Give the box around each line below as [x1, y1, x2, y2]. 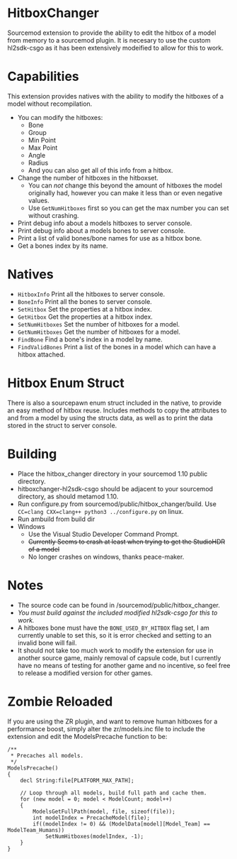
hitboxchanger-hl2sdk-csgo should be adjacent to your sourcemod [17, 484, 214, 493]
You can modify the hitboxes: [17, 113, 103, 121]
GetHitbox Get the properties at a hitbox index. [17, 312, 154, 321]
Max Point [28, 143, 58, 152]
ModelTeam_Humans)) [7, 826, 65, 833]
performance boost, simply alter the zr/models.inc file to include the [7, 724, 206, 733]
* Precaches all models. [10, 752, 83, 759]
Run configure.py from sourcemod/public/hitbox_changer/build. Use [17, 499, 217, 508]
